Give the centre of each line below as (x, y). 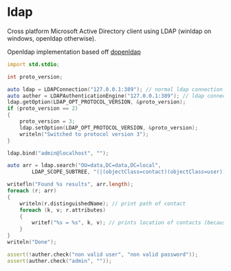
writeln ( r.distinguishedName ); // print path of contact (103, 203)
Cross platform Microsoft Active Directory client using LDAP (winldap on (109, 31)
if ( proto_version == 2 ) (43, 109)
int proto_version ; (35, 77)
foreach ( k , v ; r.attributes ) (63, 210)
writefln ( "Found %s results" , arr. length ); (70, 184)
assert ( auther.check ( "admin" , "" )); (59, 261)
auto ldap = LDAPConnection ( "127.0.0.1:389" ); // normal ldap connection (115, 89)
